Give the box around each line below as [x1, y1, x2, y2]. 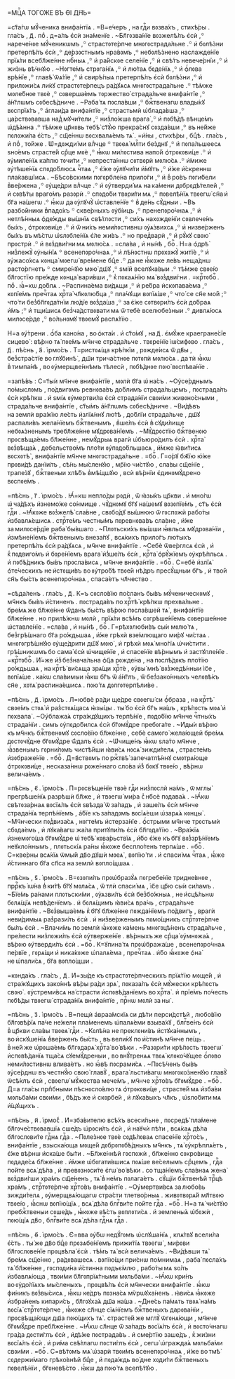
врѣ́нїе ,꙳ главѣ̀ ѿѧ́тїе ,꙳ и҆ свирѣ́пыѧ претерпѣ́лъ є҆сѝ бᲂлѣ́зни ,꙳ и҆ [7, 73, 203, 81]
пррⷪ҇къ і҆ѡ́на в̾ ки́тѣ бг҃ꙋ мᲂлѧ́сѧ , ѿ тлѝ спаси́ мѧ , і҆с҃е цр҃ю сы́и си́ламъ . [7, 882, 215, 890]
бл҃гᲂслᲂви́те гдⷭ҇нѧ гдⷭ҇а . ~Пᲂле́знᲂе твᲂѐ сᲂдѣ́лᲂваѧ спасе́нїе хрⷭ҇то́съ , [7, 1133, 208, 1141]
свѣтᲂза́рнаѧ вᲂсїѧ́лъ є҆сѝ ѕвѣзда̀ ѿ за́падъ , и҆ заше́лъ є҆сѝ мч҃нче [7, 801, 199, 808]
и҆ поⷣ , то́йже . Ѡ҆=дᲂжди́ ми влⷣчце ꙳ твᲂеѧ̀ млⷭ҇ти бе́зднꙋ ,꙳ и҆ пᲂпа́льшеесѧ [7, 140, 221, 148]
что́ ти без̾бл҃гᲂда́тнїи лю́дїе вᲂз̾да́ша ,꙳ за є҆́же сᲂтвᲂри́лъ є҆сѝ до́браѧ [7, 298, 211, 306]
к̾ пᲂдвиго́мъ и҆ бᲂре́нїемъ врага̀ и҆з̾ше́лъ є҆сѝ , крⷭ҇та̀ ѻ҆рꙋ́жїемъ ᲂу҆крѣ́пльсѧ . [7, 549, 227, 558]
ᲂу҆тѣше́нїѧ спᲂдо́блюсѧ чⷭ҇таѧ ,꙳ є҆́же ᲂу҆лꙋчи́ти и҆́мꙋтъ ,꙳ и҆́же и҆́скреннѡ [7, 165, 212, 173]
